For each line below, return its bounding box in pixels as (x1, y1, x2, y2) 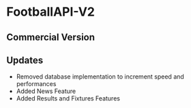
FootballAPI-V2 (6, 4, 95, 20)
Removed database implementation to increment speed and (16, 72, 185, 81)
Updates (6, 54, 44, 66)
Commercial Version (6, 31, 95, 43)
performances (16, 80, 57, 88)
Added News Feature (16, 87, 76, 96)
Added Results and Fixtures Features (16, 94, 121, 103)
